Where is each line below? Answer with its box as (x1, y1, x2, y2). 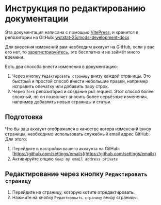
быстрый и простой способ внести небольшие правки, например (12, 78, 148, 84)
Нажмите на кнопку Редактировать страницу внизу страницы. (12, 194, 138, 200)
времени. (5, 54, 25, 60)
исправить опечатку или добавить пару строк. (12, 83, 109, 89)
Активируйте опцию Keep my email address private (12, 156, 118, 162)
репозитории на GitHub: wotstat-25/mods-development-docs (5, 34, 129, 40)
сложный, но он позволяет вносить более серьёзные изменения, (12, 93, 148, 100)
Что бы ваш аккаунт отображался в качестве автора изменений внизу (5, 126, 152, 132)
